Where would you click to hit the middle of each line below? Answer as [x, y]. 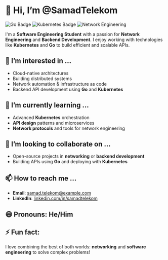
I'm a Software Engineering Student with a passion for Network [73, 34]
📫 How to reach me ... [41, 178]
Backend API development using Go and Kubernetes [68, 89]
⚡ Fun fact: [23, 232]
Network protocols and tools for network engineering [69, 128]
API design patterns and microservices [53, 123]
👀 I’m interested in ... [38, 61]
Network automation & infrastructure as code [60, 84]
